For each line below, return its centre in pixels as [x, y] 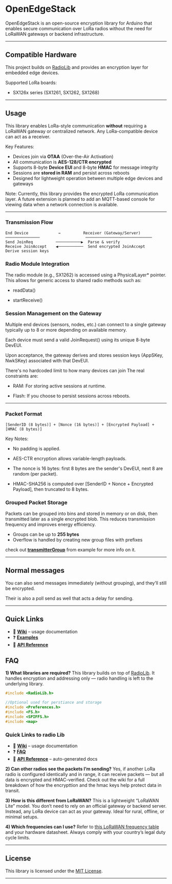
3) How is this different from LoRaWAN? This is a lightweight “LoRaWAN [82, 801]
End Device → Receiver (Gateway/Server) [73, 233]
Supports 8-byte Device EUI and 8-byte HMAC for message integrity [85, 167]
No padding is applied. [36, 448]
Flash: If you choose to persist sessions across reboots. [71, 396]
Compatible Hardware [41, 55]
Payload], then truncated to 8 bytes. [51, 489]
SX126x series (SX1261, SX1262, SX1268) [56, 92]
